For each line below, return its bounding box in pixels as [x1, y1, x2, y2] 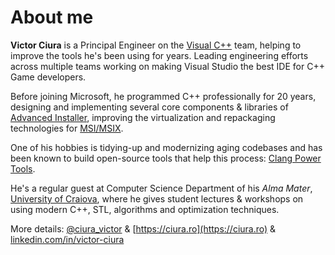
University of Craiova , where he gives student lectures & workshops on [10, 192, 304, 205]
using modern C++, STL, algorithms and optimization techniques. [10, 203, 280, 215]
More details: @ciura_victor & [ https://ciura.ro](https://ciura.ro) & [10, 222, 277, 235]
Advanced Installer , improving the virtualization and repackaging [10, 111, 276, 123]
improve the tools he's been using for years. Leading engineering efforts [10, 49, 309, 61]
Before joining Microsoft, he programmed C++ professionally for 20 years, [10, 90, 317, 102]
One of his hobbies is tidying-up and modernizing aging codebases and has [10, 141, 323, 153]
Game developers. [10, 71, 87, 83]
